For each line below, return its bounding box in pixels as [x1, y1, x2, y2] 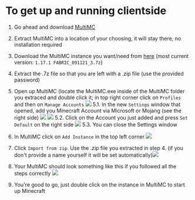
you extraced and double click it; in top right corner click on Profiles [14, 94, 181, 101]
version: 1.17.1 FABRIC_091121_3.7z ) [14, 59, 103, 66]
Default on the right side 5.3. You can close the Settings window [14, 121, 177, 128]
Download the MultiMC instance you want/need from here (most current [14, 52, 189, 59]
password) [14, 76, 41, 83]
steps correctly [14, 170, 51, 177]
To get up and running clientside [5, 4, 167, 18]
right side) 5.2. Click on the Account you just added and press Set [14, 114, 189, 121]
